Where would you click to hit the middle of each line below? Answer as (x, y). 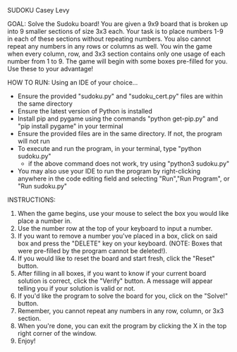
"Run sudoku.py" (42, 186)
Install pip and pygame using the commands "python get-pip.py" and (118, 119)
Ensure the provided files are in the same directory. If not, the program (120, 134)
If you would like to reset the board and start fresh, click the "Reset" (116, 258)
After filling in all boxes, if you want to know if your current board (112, 273)
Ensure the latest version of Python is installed (85, 111)
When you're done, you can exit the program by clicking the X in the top (122, 326)
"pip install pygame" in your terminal (70, 126)
